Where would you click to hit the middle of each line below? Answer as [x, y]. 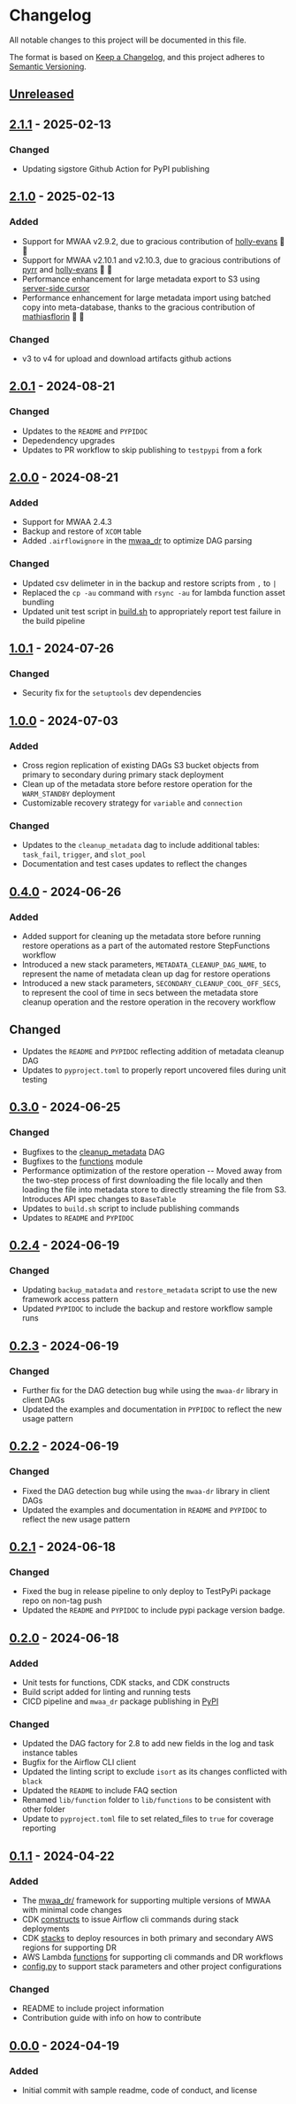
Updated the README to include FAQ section [99, 1791]
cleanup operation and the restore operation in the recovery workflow [149, 1002]
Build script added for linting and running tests [106, 1692]
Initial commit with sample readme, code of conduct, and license [140, 2090]
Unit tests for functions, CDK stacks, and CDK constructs [126, 1682]
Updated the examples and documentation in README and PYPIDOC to [144, 1509]
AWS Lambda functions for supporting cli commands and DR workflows [152, 1956]
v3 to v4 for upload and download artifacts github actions [127, 358]
